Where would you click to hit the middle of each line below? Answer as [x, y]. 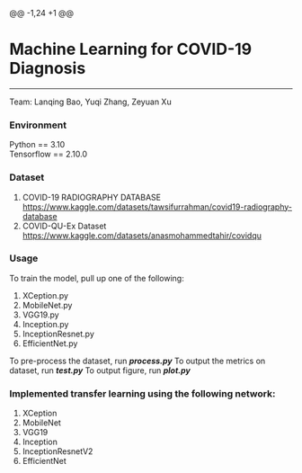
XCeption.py [45, 295]
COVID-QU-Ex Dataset [64, 226]
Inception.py [45, 324]
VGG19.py [41, 315]
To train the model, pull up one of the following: [97, 278]
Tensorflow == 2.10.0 [49, 154]
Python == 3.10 [37, 145]
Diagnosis [48, 69]
